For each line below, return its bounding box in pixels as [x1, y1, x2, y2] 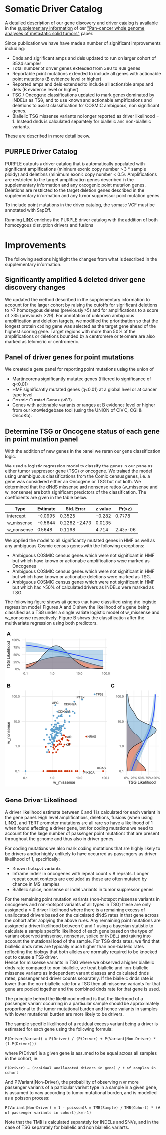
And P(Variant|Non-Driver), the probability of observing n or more [5, 1079, 139, 1085]
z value [95, 505, 111, 512]
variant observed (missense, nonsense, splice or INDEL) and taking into [5, 933, 151, 939]
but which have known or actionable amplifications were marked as [12, 557, 150, 564]
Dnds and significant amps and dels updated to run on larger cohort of [12, 55, 156, 61]
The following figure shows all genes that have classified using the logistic [5, 599, 157, 605]
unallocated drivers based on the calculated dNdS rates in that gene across [5, 912, 159, 918]
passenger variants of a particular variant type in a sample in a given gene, [5, 1084, 158, 1090]
